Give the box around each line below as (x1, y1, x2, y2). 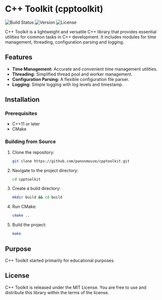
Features (5, 53, 32, 62)
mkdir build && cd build (12, 195, 63, 200)
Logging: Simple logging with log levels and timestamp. (12, 81, 124, 87)
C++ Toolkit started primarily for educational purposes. (5, 257, 115, 263)
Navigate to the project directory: (12, 167, 79, 173)
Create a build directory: (12, 186, 61, 191)
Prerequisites (5, 110, 37, 117)
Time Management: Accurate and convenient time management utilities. (12, 66, 158, 72)
